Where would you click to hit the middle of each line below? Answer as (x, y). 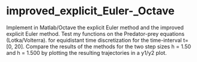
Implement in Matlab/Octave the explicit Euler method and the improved (95, 27)
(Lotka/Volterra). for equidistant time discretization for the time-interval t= (98, 40)
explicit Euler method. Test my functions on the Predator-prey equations (95, 33)
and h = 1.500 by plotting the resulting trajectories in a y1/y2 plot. (86, 52)
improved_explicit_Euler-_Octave (90, 11)
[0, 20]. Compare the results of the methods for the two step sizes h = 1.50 (98, 46)
